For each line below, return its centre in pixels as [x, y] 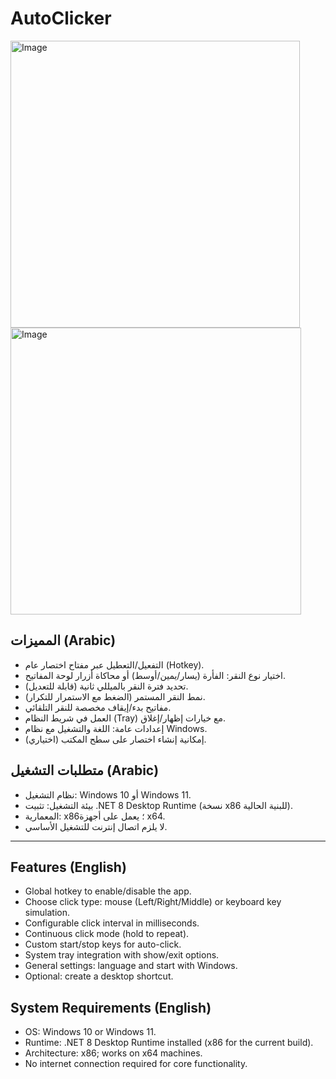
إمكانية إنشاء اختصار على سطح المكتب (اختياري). [115, 739]
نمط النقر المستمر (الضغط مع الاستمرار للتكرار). [115, 696]
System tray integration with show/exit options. [122, 955]
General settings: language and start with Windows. [131, 966]
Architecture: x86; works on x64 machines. [113, 1053]
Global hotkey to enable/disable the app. [108, 891]
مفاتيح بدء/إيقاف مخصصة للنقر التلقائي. [98, 707]
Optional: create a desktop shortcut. [99, 976]
